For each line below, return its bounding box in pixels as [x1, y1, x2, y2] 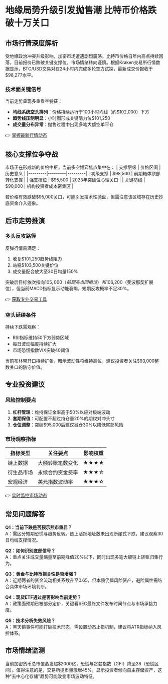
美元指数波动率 [38, 478, 74, 486]
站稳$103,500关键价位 [12, 262, 59, 268]
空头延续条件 [5, 311, 37, 318]
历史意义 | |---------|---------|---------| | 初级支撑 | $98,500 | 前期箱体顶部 [5, 171, 160, 177]
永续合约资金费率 [38, 469, 79, 476]
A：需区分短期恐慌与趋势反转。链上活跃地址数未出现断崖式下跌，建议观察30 [5, 530, 163, 536]
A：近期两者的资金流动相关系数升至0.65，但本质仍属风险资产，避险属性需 [5, 577, 158, 583]
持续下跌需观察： [5, 324, 41, 330]
